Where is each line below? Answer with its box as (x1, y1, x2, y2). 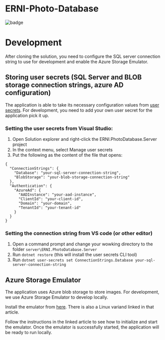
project (12, 141, 27, 147)
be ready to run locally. (5, 330, 52, 336)
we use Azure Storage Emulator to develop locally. (5, 294, 108, 300)
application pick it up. (5, 113, 49, 118)
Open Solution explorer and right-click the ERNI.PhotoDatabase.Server (12, 136, 158, 142)
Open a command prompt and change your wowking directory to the (12, 241, 153, 247)
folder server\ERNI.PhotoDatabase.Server (12, 246, 97, 252)
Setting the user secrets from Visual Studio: (5, 125, 113, 132)
